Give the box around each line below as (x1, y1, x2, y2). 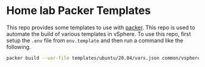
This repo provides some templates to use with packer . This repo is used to (6, 24, 195, 31)
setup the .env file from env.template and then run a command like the (6, 37, 184, 44)
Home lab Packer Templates (6, 4, 151, 18)
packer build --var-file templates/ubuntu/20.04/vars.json (6, 55, 160, 61)
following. (6, 43, 31, 51)
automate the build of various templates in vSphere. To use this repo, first (6, 30, 191, 37)
